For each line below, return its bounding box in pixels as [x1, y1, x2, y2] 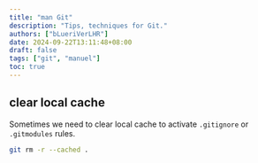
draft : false [9, 46, 57, 55]
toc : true [9, 63, 46, 72]
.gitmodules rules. [9, 128, 76, 138]
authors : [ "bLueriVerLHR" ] [9, 29, 109, 38]
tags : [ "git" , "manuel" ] [9, 54, 101, 63]
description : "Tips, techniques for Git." [9, 21, 168, 30]
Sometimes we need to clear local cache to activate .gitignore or [9, 119, 249, 129]
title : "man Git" [9, 12, 73, 22]
